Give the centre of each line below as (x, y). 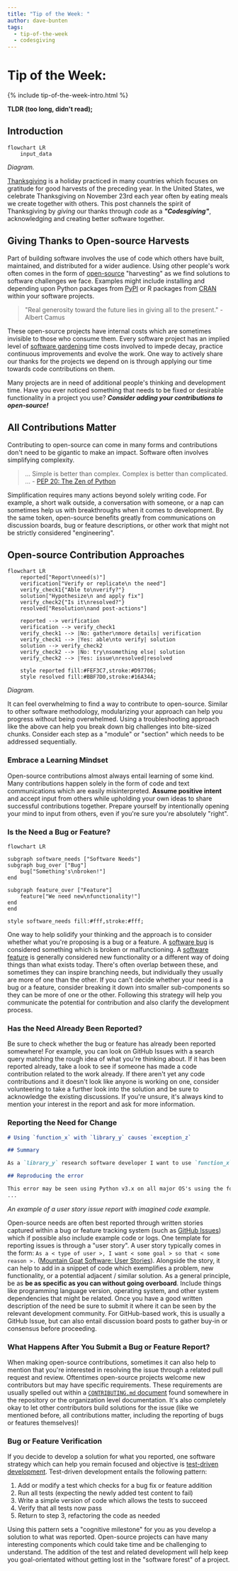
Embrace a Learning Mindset (58, 760)
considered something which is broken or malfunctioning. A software (108, 949)
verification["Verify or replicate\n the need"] (93, 584)
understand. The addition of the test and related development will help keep (118, 1552)
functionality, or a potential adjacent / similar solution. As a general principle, (119, 1275)
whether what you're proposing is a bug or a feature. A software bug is (111, 942)
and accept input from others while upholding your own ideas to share (110, 798)
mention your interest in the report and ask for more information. (101, 1104)
